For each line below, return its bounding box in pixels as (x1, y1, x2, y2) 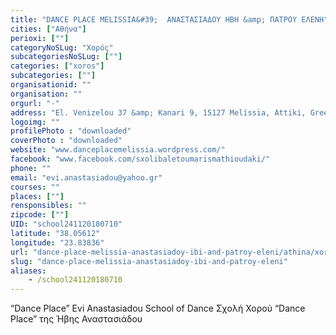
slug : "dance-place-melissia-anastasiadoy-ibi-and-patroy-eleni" (10, 256, 288, 266)
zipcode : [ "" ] (10, 210, 70, 220)
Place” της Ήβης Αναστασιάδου (10, 313, 143, 325)
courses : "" (10, 182, 60, 192)
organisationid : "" (10, 80, 92, 90)
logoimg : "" (10, 117, 60, 127)
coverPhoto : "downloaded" (10, 136, 123, 146)
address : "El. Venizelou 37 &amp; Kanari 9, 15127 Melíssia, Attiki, (10, 107, 307, 118)
